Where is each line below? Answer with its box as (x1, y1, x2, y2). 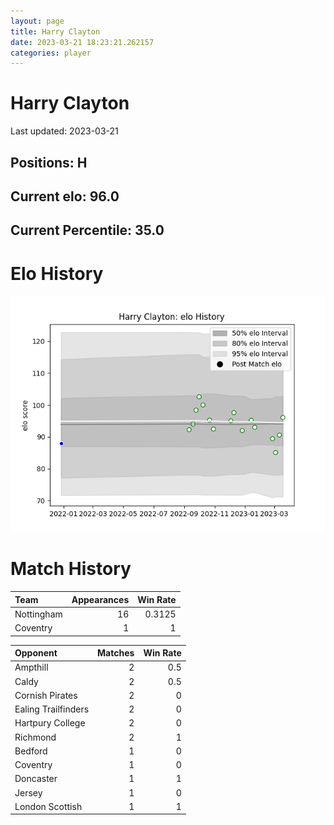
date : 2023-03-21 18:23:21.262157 (10, 37, 155, 47)
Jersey (14, 786, 43, 799)
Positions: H (10, 154, 88, 171)
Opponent (14, 647, 58, 659)
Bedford (14, 745, 48, 757)
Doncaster (14, 773, 58, 785)
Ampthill (14, 661, 49, 674)
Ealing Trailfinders (14, 703, 90, 715)
